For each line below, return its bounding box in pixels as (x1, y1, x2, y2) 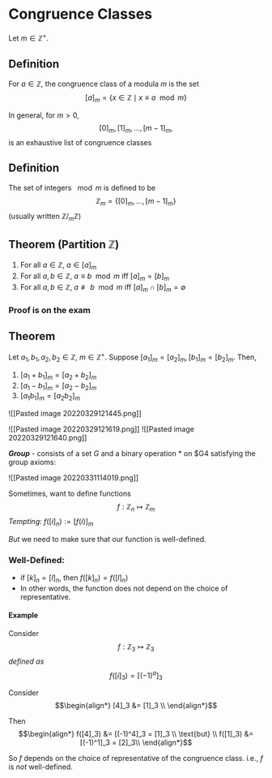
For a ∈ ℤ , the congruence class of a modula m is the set (8, 79, 200, 89)
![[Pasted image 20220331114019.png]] (8, 473, 139, 483)
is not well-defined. (8, 762, 73, 772)
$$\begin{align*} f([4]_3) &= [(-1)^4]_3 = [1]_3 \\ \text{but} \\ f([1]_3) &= (18, 729, 254, 739)
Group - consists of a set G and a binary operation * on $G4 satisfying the (8, 449, 257, 458)
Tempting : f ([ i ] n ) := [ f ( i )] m (8, 516, 94, 528)
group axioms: (8, 458, 57, 467)
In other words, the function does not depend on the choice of (19, 583, 228, 593)
